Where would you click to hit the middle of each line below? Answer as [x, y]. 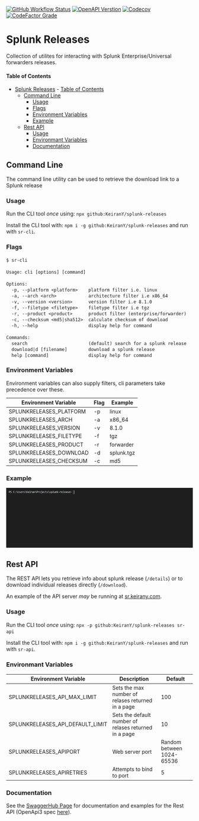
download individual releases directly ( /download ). [67, 585]
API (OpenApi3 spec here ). [39, 812]
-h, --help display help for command [82, 325]
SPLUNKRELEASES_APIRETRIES [48, 772]
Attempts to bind [132, 769]
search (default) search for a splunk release [99, 343]
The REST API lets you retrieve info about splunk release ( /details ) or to [94, 579]
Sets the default [131, 715]
